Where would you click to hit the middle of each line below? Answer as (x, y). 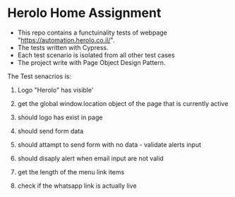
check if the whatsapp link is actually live (77, 186)
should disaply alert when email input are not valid (90, 158)
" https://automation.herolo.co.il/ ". (66, 40)
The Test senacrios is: (40, 76)
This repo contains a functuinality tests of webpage (92, 32)
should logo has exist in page (60, 117)
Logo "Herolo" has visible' (55, 90)
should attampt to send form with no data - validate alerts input (109, 144)
